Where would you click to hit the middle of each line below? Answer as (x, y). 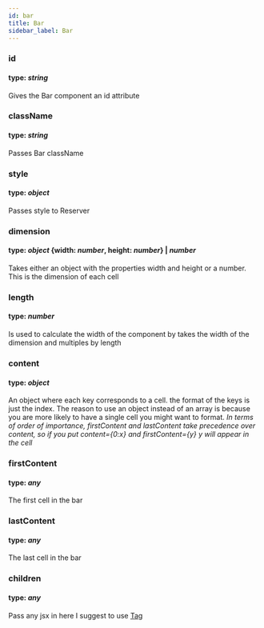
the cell (20, 443)
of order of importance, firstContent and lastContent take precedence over (132, 426)
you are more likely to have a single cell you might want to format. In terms (131, 418)
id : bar (21, 16)
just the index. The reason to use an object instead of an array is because (129, 409)
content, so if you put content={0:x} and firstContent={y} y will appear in (129, 434)
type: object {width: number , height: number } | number (102, 250)
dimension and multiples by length (65, 342)
